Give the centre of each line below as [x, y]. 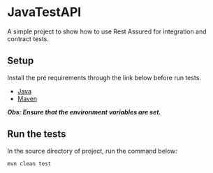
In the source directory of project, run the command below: [93, 151]
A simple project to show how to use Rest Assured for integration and [107, 31]
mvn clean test [29, 164]
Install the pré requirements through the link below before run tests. [104, 77]
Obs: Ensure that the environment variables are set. [84, 112]
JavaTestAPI [44, 12]
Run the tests [37, 134]
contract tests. [28, 38]
